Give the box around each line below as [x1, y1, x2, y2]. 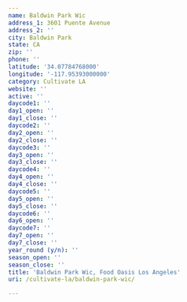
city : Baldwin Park [8, 33, 72, 42]
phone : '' [8, 56, 41, 64]
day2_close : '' [8, 136, 58, 144]
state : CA [8, 41, 41, 49]
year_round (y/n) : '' [8, 246, 79, 254]
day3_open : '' [8, 151, 55, 158]
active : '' [8, 92, 44, 100]
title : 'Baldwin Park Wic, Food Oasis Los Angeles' [8, 268, 181, 276]
